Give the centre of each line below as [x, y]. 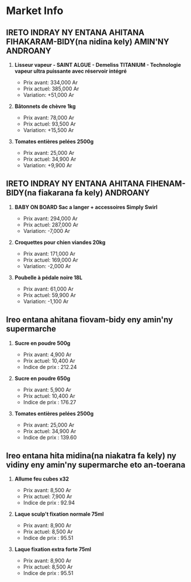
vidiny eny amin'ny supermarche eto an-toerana [96, 465]
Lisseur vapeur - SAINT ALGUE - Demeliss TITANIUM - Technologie [98, 65]
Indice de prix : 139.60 [50, 437]
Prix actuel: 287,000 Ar [51, 225]
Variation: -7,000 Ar [47, 231]
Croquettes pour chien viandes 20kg [60, 242]
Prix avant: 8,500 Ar [47, 490]
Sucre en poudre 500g [42, 343]
